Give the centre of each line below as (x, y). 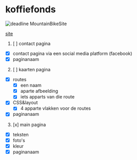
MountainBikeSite (48, 24)
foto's (19, 140)
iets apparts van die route (47, 97)
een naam (31, 85)
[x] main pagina (29, 125)
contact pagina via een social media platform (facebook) (72, 53)
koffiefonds (31, 9)
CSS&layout (25, 103)
